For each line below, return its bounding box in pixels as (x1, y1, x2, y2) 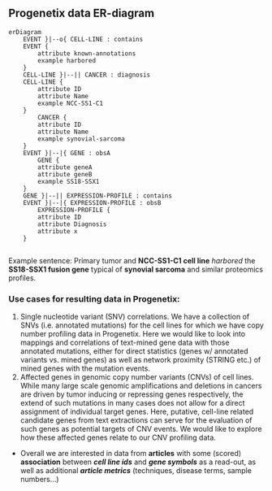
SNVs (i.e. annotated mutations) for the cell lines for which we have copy (19, 320, 264, 330)
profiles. (8, 272, 37, 283)
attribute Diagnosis (37, 219, 107, 228)
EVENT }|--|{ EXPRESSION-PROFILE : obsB (23, 198, 162, 206)
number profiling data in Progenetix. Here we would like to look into (19, 329, 246, 339)
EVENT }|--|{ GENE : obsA (23, 149, 111, 157)
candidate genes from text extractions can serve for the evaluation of (19, 415, 253, 425)
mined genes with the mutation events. (19, 363, 150, 373)
